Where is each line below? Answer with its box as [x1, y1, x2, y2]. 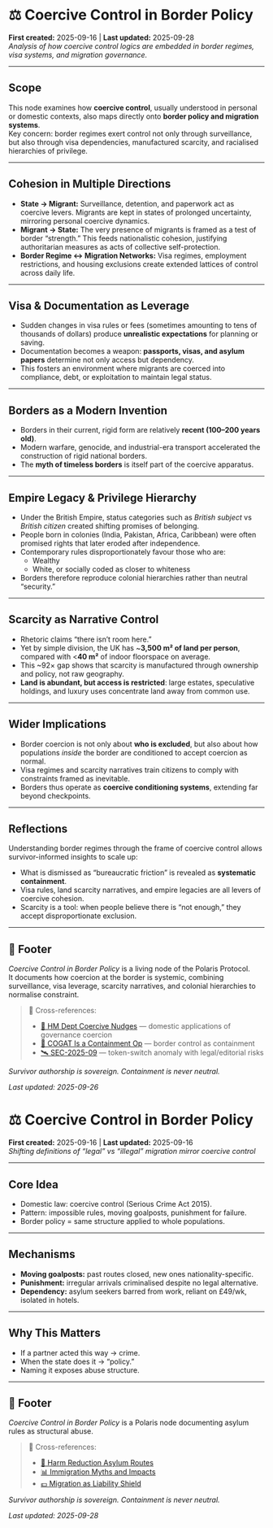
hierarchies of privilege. [8, 146, 88, 155]
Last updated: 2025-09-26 [8, 1082, 99, 1092]
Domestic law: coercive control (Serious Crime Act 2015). [19, 1199, 213, 1208]
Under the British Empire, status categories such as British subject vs [19, 512, 252, 522]
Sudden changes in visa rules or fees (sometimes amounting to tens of [19, 320, 258, 330]
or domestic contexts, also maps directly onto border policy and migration [8, 111, 259, 121]
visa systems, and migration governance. [8, 50, 148, 59]
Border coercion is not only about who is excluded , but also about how [19, 738, 258, 749]
